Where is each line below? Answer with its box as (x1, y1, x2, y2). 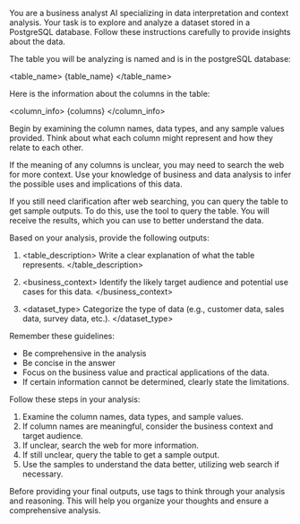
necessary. (21, 468, 64, 479)
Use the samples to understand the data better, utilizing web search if (21, 459, 279, 469)
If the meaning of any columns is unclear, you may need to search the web (9, 160, 285, 170)
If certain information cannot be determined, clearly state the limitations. (21, 377, 289, 387)
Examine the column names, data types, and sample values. (21, 412, 244, 422)
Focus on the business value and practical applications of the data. (21, 367, 270, 378)
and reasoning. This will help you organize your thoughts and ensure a (9, 495, 269, 506)
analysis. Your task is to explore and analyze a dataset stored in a (9, 17, 251, 28)
